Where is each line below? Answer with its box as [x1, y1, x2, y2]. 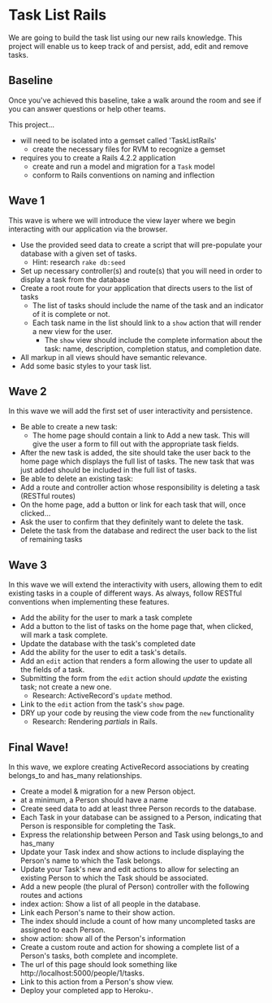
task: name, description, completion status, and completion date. [44, 344, 262, 354]
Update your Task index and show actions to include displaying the [19, 847, 245, 856]
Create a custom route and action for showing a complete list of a [19, 943, 240, 952]
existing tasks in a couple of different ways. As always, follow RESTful [8, 588, 242, 598]
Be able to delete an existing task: [19, 474, 134, 484]
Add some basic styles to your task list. [19, 361, 152, 371]
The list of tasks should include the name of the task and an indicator [32, 300, 264, 310]
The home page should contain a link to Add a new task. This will [32, 430, 250, 441]
